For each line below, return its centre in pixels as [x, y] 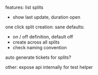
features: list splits [24, 7]
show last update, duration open [46, 17]
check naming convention [40, 47]
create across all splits [36, 42]
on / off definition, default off [43, 37]
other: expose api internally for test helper [49, 67]
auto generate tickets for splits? [38, 57]
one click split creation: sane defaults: [45, 27]
